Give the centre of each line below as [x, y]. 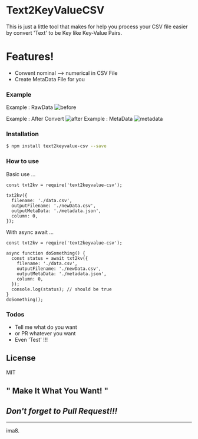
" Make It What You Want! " [57, 391]
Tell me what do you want [46, 327]
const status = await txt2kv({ [50, 258]
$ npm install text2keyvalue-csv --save [57, 146]
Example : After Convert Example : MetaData [70, 119]
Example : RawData [29, 107]
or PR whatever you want [45, 333]
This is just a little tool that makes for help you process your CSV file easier [97, 27]
